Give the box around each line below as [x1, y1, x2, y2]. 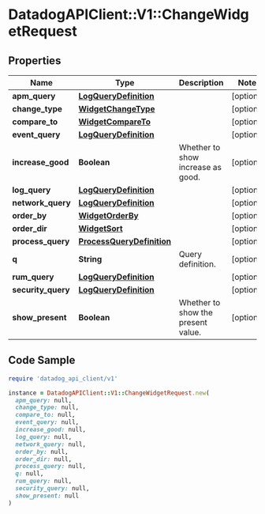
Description [178, 77, 224, 88]
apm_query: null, [15, 396, 73, 404]
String [78, 254, 103, 264]
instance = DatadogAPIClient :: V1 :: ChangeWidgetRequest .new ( [8, 389, 211, 397]
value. [178, 327, 202, 338]
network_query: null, [15, 440, 87, 448]
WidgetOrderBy [78, 210, 140, 221]
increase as [178, 162, 222, 172]
